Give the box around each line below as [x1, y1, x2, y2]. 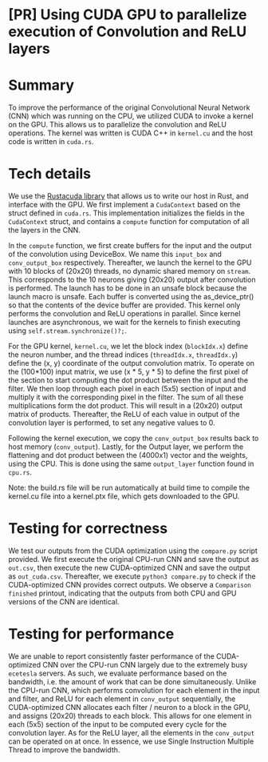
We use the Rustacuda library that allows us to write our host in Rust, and [8, 191, 249, 201]
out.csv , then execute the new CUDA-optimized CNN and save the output [8, 563, 250, 572]
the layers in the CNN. [8, 226, 81, 235]
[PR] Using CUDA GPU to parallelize [8, 6, 247, 24]
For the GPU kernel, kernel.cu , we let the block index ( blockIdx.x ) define [8, 342, 249, 351]
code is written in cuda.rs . [8, 137, 94, 146]
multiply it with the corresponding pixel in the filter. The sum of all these [8, 392, 244, 402]
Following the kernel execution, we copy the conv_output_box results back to [8, 434, 259, 443]
